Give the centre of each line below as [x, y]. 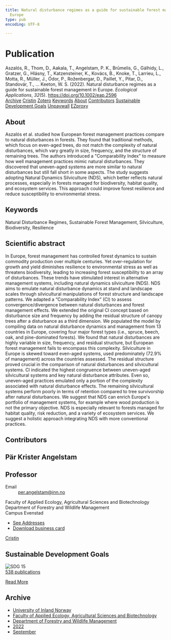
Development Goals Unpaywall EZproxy [47, 106]
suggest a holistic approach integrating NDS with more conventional [77, 418]
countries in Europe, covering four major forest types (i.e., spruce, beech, [82, 331]
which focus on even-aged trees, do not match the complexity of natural [81, 145]
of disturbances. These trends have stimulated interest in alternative [77, 277]
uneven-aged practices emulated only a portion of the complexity [74, 380]
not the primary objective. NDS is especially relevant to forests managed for [85, 407]
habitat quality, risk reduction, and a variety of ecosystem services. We [80, 413]
